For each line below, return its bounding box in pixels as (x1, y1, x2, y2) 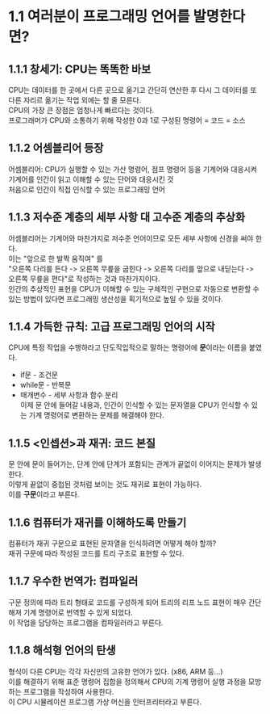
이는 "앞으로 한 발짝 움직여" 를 (8, 254, 103, 263)
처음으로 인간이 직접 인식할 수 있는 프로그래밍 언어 (8, 184, 165, 194)
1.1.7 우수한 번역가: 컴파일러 (8, 574, 139, 588)
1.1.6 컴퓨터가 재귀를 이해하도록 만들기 (8, 515, 187, 529)
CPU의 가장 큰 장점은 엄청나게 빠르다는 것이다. (8, 106, 155, 115)
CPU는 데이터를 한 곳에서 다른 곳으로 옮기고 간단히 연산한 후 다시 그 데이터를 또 (8, 86, 257, 94)
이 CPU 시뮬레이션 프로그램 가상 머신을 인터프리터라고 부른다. (8, 696, 202, 707)
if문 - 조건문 (19, 370, 59, 380)
